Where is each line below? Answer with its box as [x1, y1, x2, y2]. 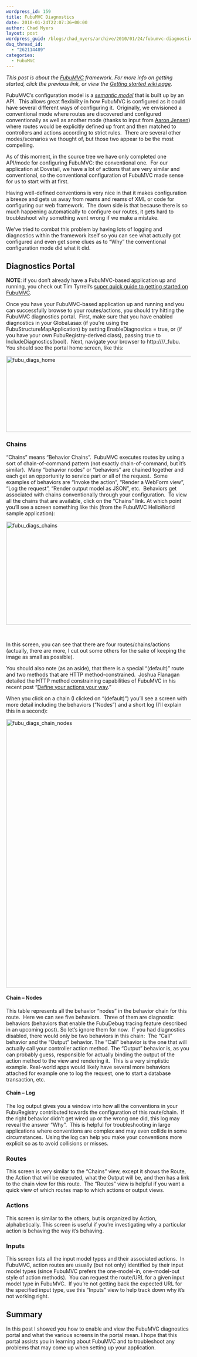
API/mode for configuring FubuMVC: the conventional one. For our [6, 159, 168, 166]
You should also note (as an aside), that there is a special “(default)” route [6, 664, 185, 671]
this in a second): [6, 707, 48, 714]
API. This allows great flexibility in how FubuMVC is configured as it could [6, 98, 185, 105]
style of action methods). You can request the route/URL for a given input [6, 1274, 185, 1281]
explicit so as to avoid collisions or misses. [6, 1140, 108, 1147]
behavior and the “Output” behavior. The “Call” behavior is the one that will [6, 1038, 187, 1046]
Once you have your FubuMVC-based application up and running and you [6, 301, 185, 308]
